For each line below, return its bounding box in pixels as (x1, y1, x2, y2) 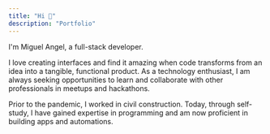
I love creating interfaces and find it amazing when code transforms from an (8, 58, 263, 67)
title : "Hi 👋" (8, 11, 57, 20)
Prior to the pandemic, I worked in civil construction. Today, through (8, 99, 235, 109)
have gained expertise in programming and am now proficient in (34, 107, 249, 118)
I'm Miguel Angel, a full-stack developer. (8, 41, 144, 51)
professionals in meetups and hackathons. (8, 83, 150, 93)
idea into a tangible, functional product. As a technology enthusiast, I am (8, 66, 251, 76)
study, (8, 107, 30, 118)
